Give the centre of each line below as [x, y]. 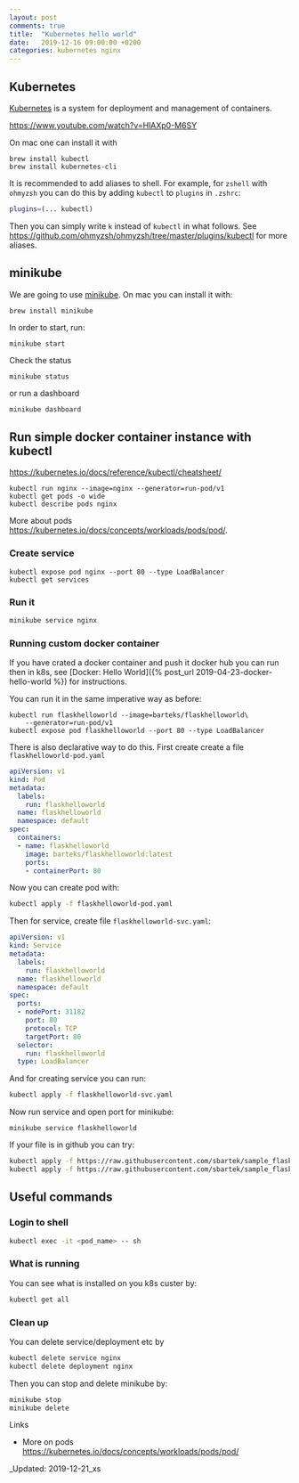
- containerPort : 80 [63, 871]
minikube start [37, 344]
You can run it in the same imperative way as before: [105, 699]
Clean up [29, 1322]
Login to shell [39, 1223]
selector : [35, 1045]
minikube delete [39, 1408]
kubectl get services [49, 580]
